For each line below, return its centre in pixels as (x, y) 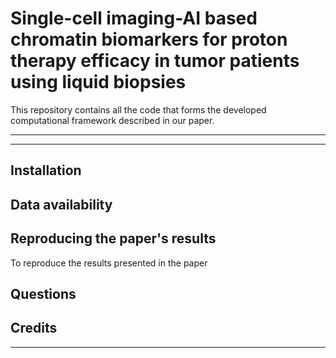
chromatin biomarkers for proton (149, 39)
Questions (43, 293)
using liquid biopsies (98, 82)
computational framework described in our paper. (112, 120)
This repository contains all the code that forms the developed (138, 109)
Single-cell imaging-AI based (134, 18)
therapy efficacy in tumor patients (155, 61)
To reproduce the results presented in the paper (109, 263)
